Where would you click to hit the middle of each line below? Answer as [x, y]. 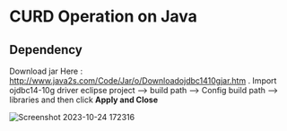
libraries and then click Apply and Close [84, 100]
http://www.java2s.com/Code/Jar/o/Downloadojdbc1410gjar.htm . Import [143, 81]
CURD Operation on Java [103, 17]
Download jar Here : [46, 71]
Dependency [46, 50]
